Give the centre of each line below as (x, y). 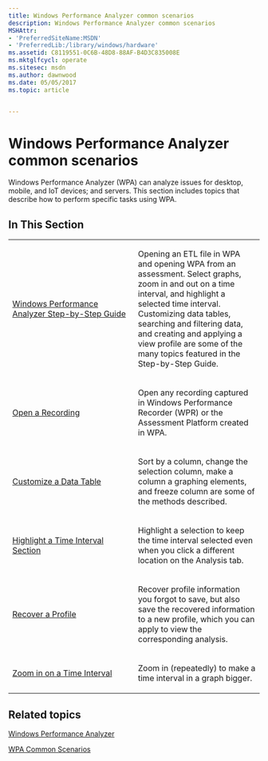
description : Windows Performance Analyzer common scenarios (112, 23)
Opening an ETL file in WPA (189, 254)
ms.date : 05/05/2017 (43, 82)
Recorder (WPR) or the (181, 413)
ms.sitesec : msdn (37, 68)
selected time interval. (179, 304)
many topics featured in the (189, 354)
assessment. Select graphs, (190, 274)
